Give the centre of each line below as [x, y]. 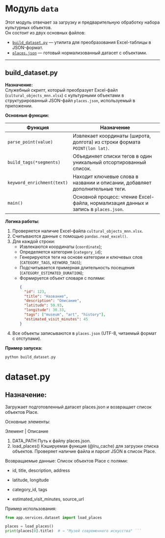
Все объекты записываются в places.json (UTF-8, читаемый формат [84, 333]
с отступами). [27, 338]
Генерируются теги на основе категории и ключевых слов [81, 257]
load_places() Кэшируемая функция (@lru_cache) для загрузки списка [85, 446]
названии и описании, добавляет [112, 182]
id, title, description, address [41, 470]
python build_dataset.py [30, 357]
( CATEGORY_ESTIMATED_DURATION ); [52, 273]
